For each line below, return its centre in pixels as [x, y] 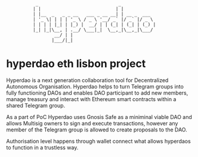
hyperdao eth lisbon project [76, 64]
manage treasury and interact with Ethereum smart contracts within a [91, 99]
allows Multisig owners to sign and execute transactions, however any [92, 123]
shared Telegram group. [36, 105]
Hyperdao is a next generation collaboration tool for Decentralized [87, 80]
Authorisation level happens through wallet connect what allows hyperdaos [98, 141]
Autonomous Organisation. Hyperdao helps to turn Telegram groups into [95, 86]
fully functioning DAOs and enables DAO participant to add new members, [97, 93]
